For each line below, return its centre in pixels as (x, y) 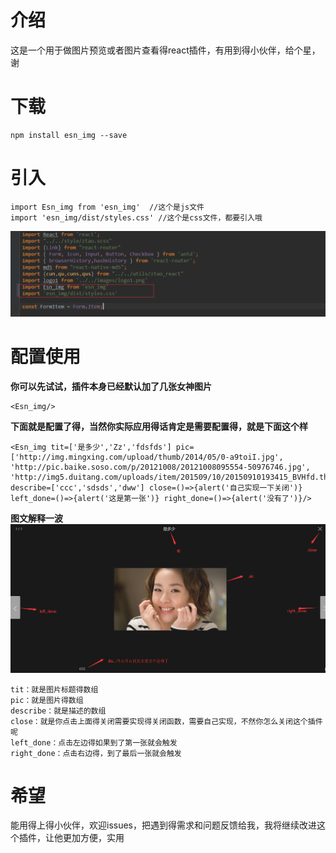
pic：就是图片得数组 (47, 700)
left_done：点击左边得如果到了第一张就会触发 (94, 742)
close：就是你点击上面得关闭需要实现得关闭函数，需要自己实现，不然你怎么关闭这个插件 (166, 721)
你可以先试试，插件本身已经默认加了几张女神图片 (111, 386)
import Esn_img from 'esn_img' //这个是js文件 (107, 207)
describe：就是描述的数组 (58, 711)
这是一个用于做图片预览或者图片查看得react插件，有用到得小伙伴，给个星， (165, 50)
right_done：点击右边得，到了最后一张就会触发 (96, 753)
